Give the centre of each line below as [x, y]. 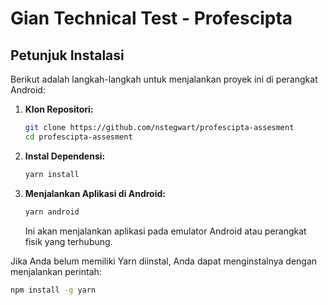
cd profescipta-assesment [78, 137]
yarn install [52, 174]
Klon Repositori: [59, 109]
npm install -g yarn [53, 290]
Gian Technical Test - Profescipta [151, 18]
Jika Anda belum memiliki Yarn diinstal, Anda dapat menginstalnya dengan [164, 261]
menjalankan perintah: [56, 271]
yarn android [52, 212]
